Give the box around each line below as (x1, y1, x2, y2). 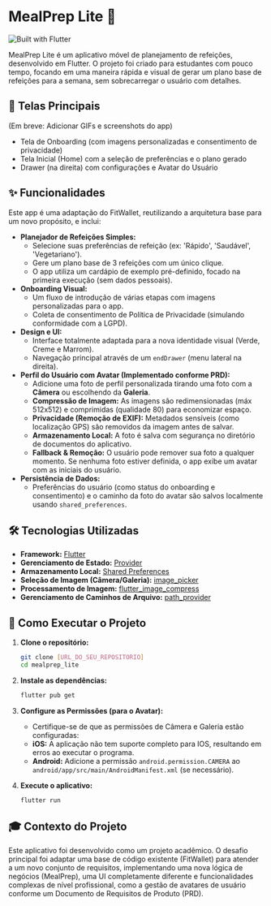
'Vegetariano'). (32, 249, 83, 259)
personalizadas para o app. (32, 300, 124, 311)
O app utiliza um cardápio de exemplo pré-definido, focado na (32, 266, 241, 276)
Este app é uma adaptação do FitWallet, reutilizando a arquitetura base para (8, 207, 262, 218)
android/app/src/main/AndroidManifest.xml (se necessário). (32, 765, 234, 774)
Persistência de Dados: (19, 473, 101, 483)
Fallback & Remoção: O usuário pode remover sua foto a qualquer (32, 447, 255, 457)
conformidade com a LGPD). (32, 318, 128, 328)
